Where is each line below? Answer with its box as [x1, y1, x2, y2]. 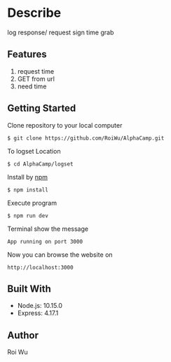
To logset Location [7, 147, 61, 155]
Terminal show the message [7, 224, 89, 233]
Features [7, 48, 47, 60]
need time [17, 82, 47, 90]
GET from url [17, 74, 55, 83]
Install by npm [7, 173, 48, 181]
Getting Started [7, 102, 76, 114]
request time [17, 67, 55, 75]
